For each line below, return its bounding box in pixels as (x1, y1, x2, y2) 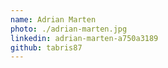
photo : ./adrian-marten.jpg (10, 24, 128, 34)
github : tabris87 (10, 42, 83, 53)
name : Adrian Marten (10, 14, 97, 25)
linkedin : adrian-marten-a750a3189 (10, 33, 159, 43)
